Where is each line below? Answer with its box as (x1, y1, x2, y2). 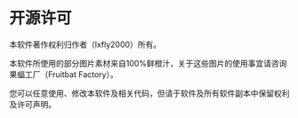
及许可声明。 (9, 98, 56, 109)
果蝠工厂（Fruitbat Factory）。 (9, 68, 118, 80)
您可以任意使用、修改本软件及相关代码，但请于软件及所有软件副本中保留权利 (9, 88, 290, 98)
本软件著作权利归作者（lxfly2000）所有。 (9, 39, 162, 50)
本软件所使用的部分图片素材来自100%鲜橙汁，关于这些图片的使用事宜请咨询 (9, 58, 287, 68)
